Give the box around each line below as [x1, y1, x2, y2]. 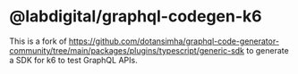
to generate [245, 45, 289, 55]
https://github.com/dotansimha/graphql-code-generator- [68, 36, 280, 46]
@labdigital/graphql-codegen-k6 [9, 6, 262, 27]
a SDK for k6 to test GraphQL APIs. [9, 54, 138, 65]
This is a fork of [9, 36, 67, 46]
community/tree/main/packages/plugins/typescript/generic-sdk [9, 45, 244, 55]
